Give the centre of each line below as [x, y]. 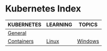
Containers [21, 41]
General [17, 33]
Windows [88, 41]
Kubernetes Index [43, 9]
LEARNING [59, 24]
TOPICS [88, 24]
